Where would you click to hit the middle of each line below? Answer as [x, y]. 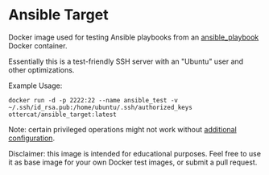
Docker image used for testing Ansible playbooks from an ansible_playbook [134, 37]
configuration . [31, 138]
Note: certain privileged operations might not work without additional [123, 129]
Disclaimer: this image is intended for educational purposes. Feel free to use [135, 153]
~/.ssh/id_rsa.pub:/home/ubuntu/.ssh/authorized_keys [101, 107]
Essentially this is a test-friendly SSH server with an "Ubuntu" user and [126, 61]
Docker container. [38, 45]
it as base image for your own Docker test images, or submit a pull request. [133, 162]
